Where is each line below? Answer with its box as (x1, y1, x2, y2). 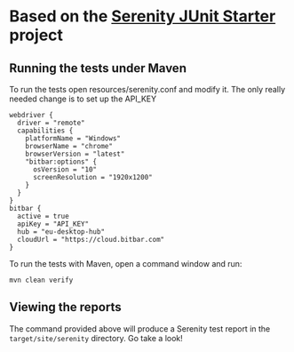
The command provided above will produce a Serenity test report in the (9, 323, 271, 334)
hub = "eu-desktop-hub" (17, 228, 105, 236)
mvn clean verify (9, 276, 74, 284)
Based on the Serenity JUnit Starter (9, 6, 276, 27)
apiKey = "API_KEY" (17, 220, 90, 228)
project (9, 25, 64, 45)
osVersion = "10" (32, 165, 98, 174)
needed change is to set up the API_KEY (9, 93, 157, 104)
